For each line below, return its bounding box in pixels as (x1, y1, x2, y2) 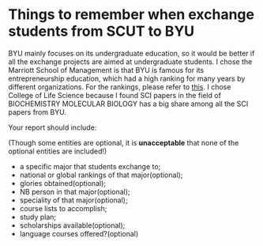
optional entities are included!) (8, 146, 107, 156)
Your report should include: (8, 123, 97, 132)
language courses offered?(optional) (19, 229, 139, 238)
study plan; (19, 212, 57, 221)
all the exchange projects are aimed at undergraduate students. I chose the (8, 57, 253, 66)
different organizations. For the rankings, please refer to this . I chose (8, 81, 231, 92)
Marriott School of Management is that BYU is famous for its (8, 65, 205, 74)
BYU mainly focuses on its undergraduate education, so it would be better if (8, 48, 255, 58)
